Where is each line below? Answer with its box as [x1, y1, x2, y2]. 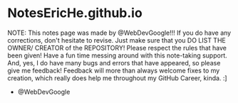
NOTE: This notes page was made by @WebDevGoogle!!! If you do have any [7, 28, 232, 37]
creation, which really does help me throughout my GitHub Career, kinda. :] [7, 73, 227, 82]
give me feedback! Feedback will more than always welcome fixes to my [7, 66, 220, 75]
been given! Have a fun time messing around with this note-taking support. [7, 51, 227, 60]
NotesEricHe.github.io [7, 5, 143, 21]
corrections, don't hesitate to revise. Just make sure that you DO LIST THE [7, 36, 226, 44]
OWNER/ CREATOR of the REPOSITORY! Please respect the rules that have [7, 43, 227, 52]
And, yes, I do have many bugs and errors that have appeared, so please [7, 58, 221, 67]
